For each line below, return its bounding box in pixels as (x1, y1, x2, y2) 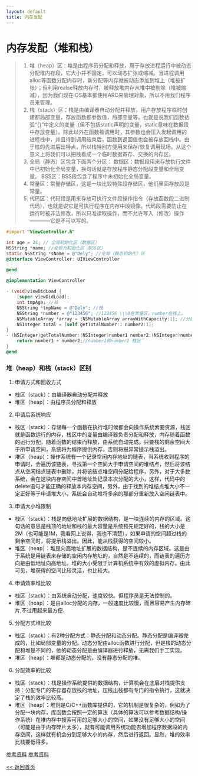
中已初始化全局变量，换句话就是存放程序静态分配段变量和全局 (29, 165, 180, 173)
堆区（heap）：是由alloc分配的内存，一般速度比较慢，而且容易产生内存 (14, 599, 186, 606)
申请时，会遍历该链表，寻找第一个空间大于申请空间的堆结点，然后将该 (14, 460, 186, 467)
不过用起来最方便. (21, 607, 65, 614)
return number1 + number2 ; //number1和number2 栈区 (16, 338, 141, 344)
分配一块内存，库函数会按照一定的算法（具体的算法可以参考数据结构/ (14, 709, 182, 716)
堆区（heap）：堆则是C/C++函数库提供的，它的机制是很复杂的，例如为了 (14, 702, 190, 709)
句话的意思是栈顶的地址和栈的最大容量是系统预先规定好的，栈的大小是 (14, 522, 186, 530)
